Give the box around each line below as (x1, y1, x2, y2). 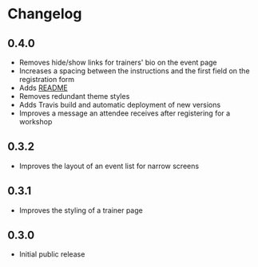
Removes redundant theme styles (18, 92, 130, 100)
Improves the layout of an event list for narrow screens (18, 161, 200, 171)
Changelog (7, 5, 82, 23)
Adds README (18, 83, 69, 92)
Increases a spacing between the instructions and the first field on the (18, 66, 250, 76)
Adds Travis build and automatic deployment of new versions (18, 100, 221, 109)
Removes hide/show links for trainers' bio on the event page (18, 57, 217, 67)
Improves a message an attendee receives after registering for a (18, 108, 231, 118)
